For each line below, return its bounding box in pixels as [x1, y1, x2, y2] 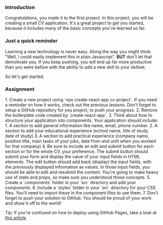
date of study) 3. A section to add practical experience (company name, [5, 133, 149, 139]
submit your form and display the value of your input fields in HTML [5, 153, 141, 159]
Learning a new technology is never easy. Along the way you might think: [5, 48, 152, 55]
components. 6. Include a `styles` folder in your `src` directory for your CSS [5, 185, 156, 190]
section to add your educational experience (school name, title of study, [5, 128, 149, 133]
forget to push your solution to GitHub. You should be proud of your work [5, 195, 152, 201]
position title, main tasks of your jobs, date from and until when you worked [5, 138, 156, 144]
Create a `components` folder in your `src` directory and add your [5, 179, 136, 185]
